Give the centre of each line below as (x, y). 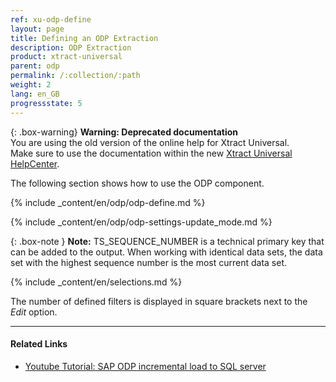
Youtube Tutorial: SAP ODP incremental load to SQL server (145, 366)
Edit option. (34, 312)
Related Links (39, 344)
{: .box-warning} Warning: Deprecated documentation (124, 132)
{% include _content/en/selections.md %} (96, 282)
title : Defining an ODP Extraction (84, 38)
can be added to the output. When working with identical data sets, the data (166, 252)
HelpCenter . (35, 163)
